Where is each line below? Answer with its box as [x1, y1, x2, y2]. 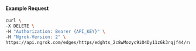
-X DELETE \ [5, 23, 35, 29]
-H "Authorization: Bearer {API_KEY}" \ [5, 28, 106, 35]
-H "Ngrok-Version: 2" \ [5, 34, 66, 40]
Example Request [5, 5, 49, 12]
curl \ [5, 18, 22, 23]
